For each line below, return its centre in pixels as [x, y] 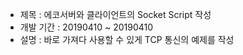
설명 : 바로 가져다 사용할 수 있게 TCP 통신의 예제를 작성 [127, 39]
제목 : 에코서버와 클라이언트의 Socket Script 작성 [115, 14]
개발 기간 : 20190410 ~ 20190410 [86, 27]
